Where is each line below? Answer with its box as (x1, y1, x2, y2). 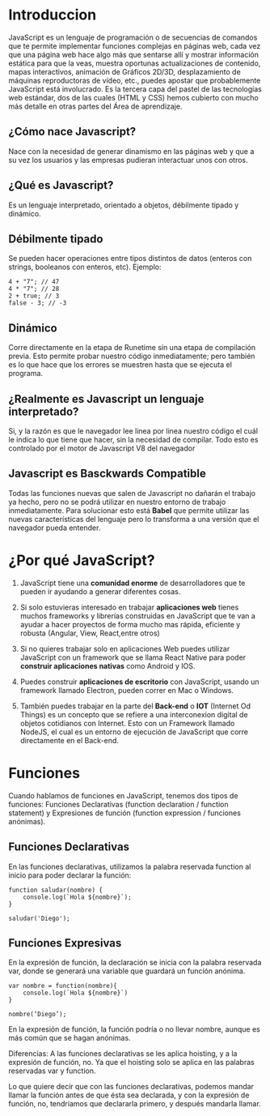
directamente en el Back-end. (19, 735, 120, 745)
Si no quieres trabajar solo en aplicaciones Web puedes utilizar (19, 644, 230, 653)
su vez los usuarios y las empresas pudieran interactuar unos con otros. (8, 155, 248, 165)
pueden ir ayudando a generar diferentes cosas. (19, 586, 181, 596)
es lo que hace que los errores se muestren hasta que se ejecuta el (8, 360, 233, 370)
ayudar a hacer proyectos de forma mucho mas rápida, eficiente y (19, 619, 241, 629)
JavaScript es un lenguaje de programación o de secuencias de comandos (8, 32, 258, 42)
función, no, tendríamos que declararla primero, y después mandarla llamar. (8, 1099, 261, 1109)
